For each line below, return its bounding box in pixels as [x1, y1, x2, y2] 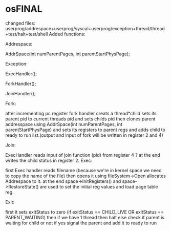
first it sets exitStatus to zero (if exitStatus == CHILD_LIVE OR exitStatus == [5, 208, 164, 215]
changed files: [5, 20, 36, 26]
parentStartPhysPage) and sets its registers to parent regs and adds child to [5, 127, 165, 133]
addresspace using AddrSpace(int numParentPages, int [5, 121, 123, 127]
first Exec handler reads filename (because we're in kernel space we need [5, 167, 162, 173]
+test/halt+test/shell [5, 31, 48, 37]
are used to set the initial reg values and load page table [39, 183, 158, 190]
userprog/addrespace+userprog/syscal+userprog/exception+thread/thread [5, 25, 165, 31]
